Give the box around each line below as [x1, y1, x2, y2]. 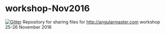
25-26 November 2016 [5, 24, 52, 30]
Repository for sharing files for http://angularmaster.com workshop [22, 19, 161, 25]
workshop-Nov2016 [5, 3, 90, 14]
